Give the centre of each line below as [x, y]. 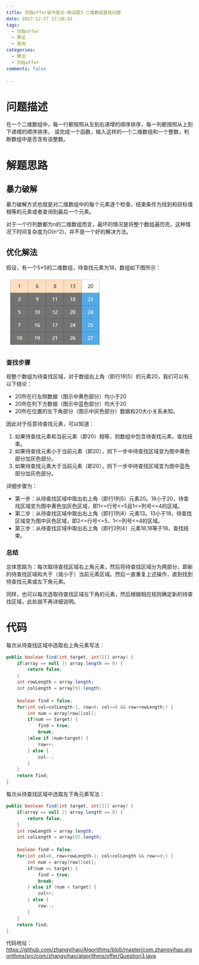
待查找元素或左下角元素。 [37, 581]
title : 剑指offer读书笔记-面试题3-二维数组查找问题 [64, 12]
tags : [13, 25]
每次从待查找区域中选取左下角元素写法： [55, 794]
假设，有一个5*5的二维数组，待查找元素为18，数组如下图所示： [84, 268]
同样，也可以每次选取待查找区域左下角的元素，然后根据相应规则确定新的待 [97, 594]
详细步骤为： [22, 486]
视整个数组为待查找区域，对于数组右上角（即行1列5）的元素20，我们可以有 [98, 377]
